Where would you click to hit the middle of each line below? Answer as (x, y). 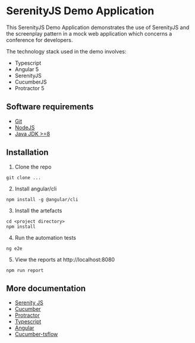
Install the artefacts (38, 210)
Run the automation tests (45, 237)
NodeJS (25, 127)
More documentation (46, 288)
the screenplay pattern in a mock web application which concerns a (89, 33)
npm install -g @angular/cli (42, 199)
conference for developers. (40, 40)
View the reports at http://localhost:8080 (65, 259)
